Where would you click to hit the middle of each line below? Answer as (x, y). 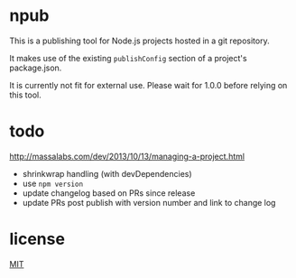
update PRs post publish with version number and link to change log (149, 202)
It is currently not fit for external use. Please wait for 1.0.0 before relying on (148, 85)
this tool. (26, 95)
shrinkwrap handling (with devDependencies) (107, 173)
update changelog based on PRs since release (109, 193)
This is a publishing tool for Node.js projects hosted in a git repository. (139, 41)
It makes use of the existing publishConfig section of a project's (128, 58)
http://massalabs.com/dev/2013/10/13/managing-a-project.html (127, 156)
